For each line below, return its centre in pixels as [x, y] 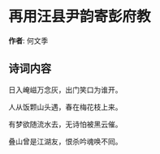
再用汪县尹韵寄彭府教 [80, 17]
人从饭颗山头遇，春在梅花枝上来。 [65, 107]
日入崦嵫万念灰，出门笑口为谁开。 [65, 89]
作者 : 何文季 [28, 41]
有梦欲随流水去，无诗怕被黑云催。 [65, 124]
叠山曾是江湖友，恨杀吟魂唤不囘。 [65, 141]
